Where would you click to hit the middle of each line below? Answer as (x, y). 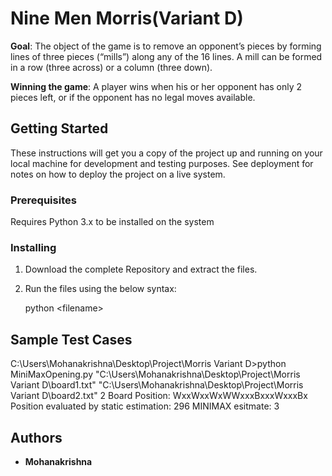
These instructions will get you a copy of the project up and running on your (166, 153)
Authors (36, 437)
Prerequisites (43, 200)
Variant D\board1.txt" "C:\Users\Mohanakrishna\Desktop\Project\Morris (157, 385)
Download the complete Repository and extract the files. (141, 269)
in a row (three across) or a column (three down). (111, 67)
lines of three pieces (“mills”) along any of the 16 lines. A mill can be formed (166, 56)
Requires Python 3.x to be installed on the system (112, 222)
